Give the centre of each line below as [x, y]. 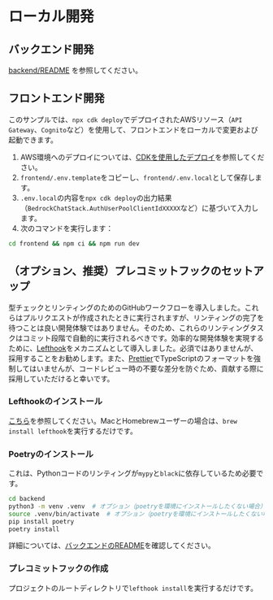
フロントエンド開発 [56, 98]
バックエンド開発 [51, 49]
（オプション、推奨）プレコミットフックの [115, 271]
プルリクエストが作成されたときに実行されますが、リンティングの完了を [143, 317]
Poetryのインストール [51, 454]
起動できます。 [33, 140]
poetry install [34, 529]
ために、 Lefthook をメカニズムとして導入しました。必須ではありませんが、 [133, 348]
